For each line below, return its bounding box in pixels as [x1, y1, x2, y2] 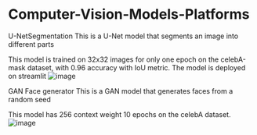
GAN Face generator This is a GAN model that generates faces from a [8, 86, 233, 95]
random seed [8, 94, 51, 104]
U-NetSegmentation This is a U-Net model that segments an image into [8, 31, 239, 41]
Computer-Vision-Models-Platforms [8, 5, 250, 23]
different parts [8, 39, 55, 48]
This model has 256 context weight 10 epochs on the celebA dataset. [8, 109, 231, 119]
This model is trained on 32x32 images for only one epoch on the [8, 55, 219, 64]
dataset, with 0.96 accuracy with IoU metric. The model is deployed [27, 62, 246, 72]
